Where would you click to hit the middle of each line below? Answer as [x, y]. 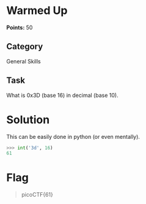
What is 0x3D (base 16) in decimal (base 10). [62, 95]
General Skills [24, 61]
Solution [28, 120]
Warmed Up [37, 11]
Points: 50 [20, 27]
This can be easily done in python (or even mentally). [73, 136]
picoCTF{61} [37, 195]
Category [25, 47]
